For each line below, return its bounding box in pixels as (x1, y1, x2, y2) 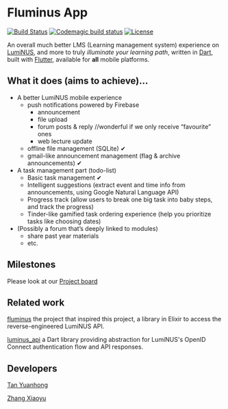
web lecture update (37, 137, 92, 145)
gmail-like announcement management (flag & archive (27, 151, 181, 160)
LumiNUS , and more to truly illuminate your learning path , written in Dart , (7, 48, 214, 56)
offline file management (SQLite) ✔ (27, 144, 126, 152)
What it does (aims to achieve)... (7, 75, 149, 87)
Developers (7, 362, 58, 374)
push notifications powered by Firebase (27, 101, 140, 109)
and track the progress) (27, 202, 94, 210)
